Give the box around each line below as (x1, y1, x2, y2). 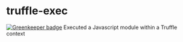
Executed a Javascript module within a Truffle (63, 24, 178, 31)
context (6, 30, 25, 37)
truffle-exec (6, 4, 68, 18)
